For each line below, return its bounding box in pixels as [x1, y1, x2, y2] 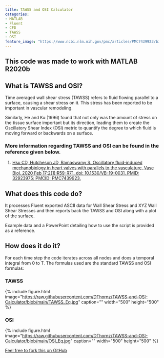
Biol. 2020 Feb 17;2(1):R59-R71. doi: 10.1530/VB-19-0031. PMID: [12, 170, 140, 176]
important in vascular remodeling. [5, 105, 73, 111]
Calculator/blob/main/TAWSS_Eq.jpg [5, 299, 79, 305]
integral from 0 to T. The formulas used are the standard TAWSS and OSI [5, 260, 151, 266]
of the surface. [5, 213, 35, 219]
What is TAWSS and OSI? [5, 81, 83, 90]
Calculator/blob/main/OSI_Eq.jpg [5, 338, 71, 344]
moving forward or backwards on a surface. [5, 130, 94, 136]
